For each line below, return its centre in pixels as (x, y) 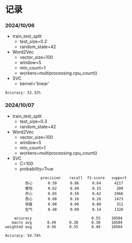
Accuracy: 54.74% (23, 236)
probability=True (36, 169)
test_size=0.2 (33, 42)
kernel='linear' (34, 84)
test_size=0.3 (33, 121)
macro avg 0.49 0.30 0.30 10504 (67, 222)
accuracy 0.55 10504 (68, 218)
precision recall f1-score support (84, 178)
